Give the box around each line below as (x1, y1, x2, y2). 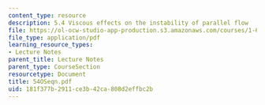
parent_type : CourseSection (8, 63, 101, 71)
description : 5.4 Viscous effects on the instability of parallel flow (8, 19, 248, 27)
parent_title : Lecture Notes (8, 56, 104, 64)
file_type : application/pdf (8, 33, 101, 42)
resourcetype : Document (8, 70, 87, 78)
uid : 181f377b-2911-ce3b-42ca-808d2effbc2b (8, 84, 154, 93)
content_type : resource (8, 11, 87, 20)
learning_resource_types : (8, 41, 93, 49)
